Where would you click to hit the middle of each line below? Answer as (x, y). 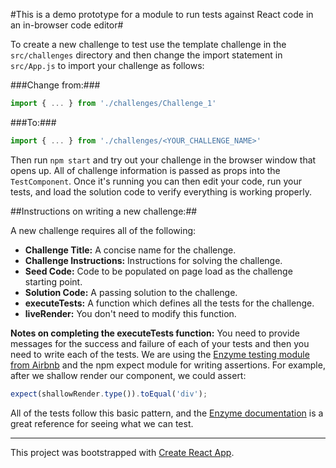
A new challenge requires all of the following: (103, 230)
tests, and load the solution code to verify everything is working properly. (161, 191)
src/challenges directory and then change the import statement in (146, 55)
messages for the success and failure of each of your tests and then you (160, 343)
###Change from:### (55, 85)
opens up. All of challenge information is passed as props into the (145, 170)
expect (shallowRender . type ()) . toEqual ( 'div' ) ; (109, 394)
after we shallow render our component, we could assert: (128, 375)
